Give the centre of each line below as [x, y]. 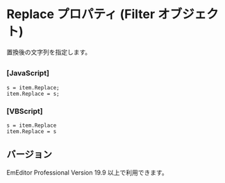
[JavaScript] [28, 73]
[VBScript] [25, 111]
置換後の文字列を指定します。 [49, 52]
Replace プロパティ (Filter [81, 14]
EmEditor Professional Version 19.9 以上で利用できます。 [87, 172]
